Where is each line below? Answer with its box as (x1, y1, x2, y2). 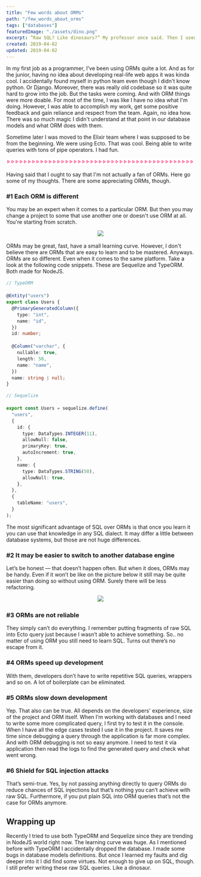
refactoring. (6, 584, 35, 591)
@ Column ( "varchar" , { (11, 343, 66, 349)
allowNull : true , (22, 474, 66, 481)
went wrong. (6, 751, 37, 759)
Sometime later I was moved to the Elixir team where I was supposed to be (6, 133, 190, 141)
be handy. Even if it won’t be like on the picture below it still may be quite (6, 571, 186, 578)
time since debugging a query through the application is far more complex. (6, 732, 190, 739)
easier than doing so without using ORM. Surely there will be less (6, 577, 166, 584)
